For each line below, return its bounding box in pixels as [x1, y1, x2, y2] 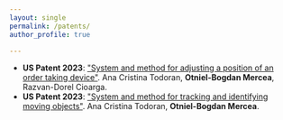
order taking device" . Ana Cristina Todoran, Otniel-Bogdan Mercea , [22, 72, 275, 83]
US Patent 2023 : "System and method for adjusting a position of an [22, 62, 274, 73]
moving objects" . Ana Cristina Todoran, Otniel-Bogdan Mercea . [22, 101, 260, 112]
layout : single [9, 13, 67, 23]
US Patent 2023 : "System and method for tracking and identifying [22, 91, 269, 102]
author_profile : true [9, 30, 91, 39]
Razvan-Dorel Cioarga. [22, 82, 108, 93]
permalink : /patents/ [9, 22, 91, 31]
